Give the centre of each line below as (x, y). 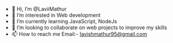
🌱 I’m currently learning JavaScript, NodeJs (64, 21)
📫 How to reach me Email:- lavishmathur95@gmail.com (79, 34)
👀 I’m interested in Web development (56, 15)
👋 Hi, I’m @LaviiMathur (39, 9)
